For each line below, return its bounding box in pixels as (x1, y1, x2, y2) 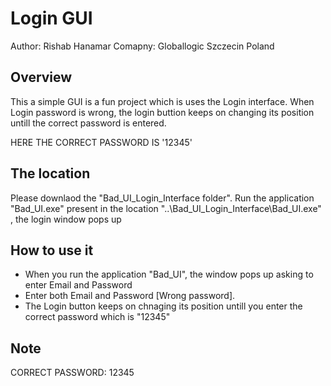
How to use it (10, 242, 94, 259)
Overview (10, 69, 73, 86)
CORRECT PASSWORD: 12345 (10, 367, 135, 379)
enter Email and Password (24, 279, 133, 291)
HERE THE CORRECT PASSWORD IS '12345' (10, 136, 193, 148)
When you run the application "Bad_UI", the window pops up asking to (24, 268, 314, 281)
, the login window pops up (10, 213, 122, 225)
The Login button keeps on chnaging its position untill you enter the (24, 300, 303, 312)
